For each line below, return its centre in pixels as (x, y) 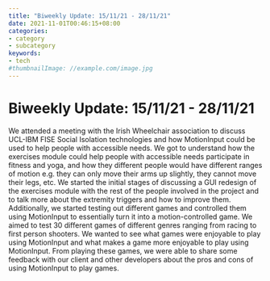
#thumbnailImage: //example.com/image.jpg (81, 69)
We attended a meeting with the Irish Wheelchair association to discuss (127, 131)
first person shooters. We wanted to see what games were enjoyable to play (135, 233)
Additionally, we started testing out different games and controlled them (128, 208)
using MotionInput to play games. (64, 268)
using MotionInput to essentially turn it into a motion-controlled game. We (131, 216)
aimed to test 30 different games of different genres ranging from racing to (133, 225)
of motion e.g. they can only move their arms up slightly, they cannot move (133, 174)
